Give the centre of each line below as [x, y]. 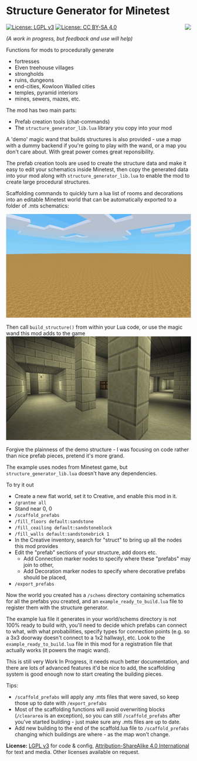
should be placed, [45, 577]
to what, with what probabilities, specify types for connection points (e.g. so [98, 631]
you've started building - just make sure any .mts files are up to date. [98, 722]
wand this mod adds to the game [46, 333]
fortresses [27, 61]
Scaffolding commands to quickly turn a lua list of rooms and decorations [95, 193]
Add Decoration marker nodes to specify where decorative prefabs [104, 571]
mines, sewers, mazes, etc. [47, 99]
